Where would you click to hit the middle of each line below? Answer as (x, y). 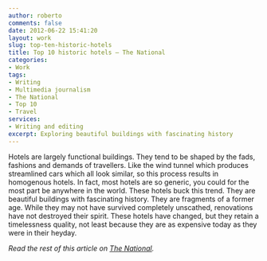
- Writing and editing (46, 127)
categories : (28, 60)
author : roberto (35, 16)
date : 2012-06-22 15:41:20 (53, 30)
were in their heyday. (43, 232)
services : (25, 119)
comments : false (35, 23)
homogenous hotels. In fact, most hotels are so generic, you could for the (129, 182)
